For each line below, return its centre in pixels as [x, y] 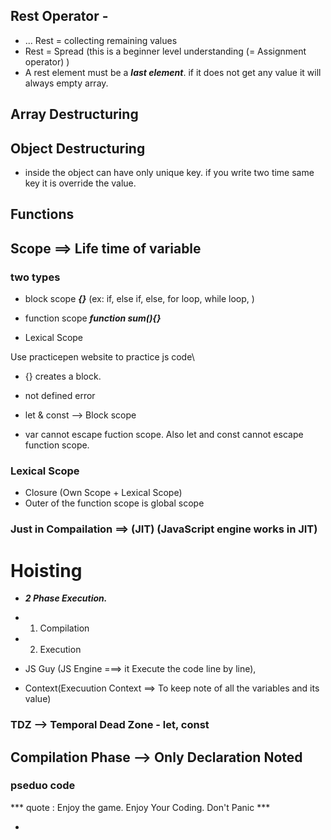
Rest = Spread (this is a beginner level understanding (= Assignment [165, 51]
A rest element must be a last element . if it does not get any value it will [173, 72]
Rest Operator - [59, 16]
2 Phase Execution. [66, 598]
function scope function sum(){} [93, 318]
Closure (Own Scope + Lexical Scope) [103, 493]
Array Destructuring [74, 114]
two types [35, 277]
